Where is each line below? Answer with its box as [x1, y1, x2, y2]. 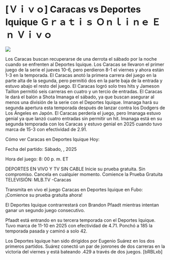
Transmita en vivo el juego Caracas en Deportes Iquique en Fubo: [5, 186, 143, 193]
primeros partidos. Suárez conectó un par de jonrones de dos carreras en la [5, 243, 165, 249]
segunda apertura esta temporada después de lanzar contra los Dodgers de [5, 105, 165, 111]
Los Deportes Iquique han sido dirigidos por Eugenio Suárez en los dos [5, 238, 155, 244]
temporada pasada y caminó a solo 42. [5, 228, 88, 234]
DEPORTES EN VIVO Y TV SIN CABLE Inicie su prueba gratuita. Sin [5, 166, 145, 172]
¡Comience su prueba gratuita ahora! [5, 192, 83, 198]
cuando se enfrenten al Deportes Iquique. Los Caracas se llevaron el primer [5, 61, 164, 67]
